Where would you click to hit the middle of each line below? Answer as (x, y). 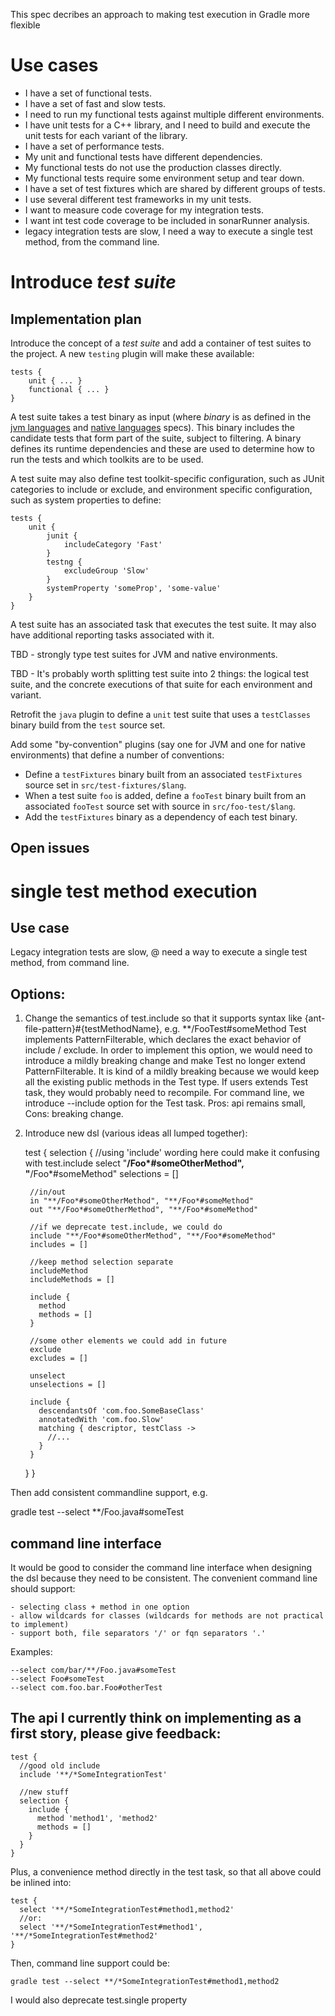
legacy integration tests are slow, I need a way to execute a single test (168, 231)
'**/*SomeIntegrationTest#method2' (84, 1935)
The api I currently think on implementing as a (156, 1718)
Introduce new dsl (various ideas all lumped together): (136, 1133)
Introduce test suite (93, 282)
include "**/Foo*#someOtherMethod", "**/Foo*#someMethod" (153, 1236)
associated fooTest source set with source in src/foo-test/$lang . (160, 806)
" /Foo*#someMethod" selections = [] (101, 1174)
